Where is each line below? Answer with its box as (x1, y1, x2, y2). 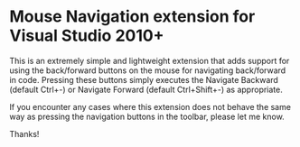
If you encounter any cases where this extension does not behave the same (9, 101, 292, 112)
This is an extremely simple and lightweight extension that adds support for (9, 55, 290, 66)
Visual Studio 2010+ (9, 25, 164, 46)
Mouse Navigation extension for (9, 6, 256, 27)
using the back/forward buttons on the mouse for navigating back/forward (9, 65, 286, 76)
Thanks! (9, 128, 40, 139)
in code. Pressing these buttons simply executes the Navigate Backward (9, 74, 278, 85)
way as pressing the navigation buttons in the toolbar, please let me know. (9, 111, 285, 122)
